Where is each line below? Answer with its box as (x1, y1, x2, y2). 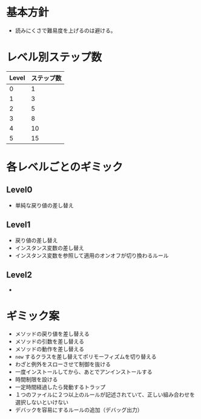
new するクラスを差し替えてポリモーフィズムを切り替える (15, 353, 157, 361)
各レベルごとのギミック (6, 161, 123, 174)
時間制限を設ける (15, 376, 58, 383)
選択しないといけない (15, 399, 68, 406)
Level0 (6, 185, 33, 195)
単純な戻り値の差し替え (15, 201, 74, 209)
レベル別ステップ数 (6, 50, 102, 64)
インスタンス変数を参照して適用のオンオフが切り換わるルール (15, 252, 169, 259)
